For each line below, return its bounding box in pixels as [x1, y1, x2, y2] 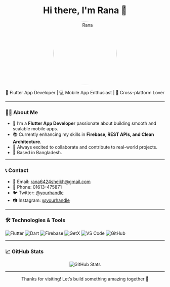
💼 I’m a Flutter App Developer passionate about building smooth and [12, 120, 157, 126]
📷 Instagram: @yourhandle [12, 197, 70, 203]
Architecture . [12, 139, 41, 145]
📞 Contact [5, 167, 29, 174]
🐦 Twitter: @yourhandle [12, 190, 64, 196]
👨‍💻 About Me [5, 109, 38, 116]
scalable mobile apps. [12, 126, 59, 132]
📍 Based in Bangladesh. [12, 150, 62, 156]
